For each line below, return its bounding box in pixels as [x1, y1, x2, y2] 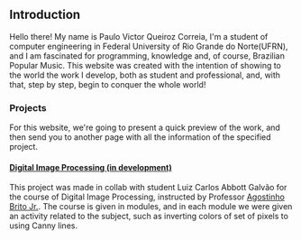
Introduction [9, 7, 81, 23]
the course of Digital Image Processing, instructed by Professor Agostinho [9, 191, 286, 202]
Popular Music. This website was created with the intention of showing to [9, 60, 282, 70]
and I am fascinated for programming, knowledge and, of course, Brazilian [9, 50, 286, 61]
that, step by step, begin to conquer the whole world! [9, 78, 206, 89]
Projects [9, 101, 47, 114]
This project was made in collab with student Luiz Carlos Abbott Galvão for [9, 182, 287, 193]
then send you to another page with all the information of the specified [9, 132, 272, 143]
